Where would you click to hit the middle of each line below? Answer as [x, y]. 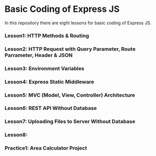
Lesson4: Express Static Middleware [49, 82]
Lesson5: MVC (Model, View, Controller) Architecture [70, 95]
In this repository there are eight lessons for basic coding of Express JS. [78, 23]
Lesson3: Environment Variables [44, 68]
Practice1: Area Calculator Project [46, 148]
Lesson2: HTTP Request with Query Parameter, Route [70, 49]
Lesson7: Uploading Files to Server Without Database [70, 121]
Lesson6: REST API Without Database [51, 108]
